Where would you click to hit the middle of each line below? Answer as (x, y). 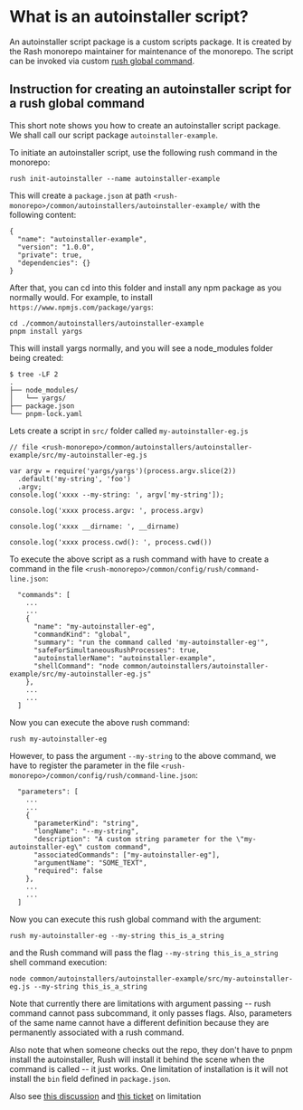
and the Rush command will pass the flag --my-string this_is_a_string (144, 953)
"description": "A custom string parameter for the (133, 839)
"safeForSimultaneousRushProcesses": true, (117, 650)
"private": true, (50, 255)
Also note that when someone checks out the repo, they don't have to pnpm (151, 1049)
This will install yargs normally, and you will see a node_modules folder (141, 348)
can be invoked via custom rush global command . (102, 61)
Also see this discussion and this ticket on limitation (105, 1096)
